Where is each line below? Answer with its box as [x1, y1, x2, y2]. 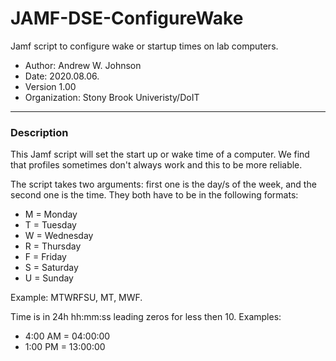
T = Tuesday [24, 219, 77, 231]
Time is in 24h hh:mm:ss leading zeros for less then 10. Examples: [10, 311, 282, 323]
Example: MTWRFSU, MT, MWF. [10, 292, 143, 304]
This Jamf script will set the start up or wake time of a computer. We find [10, 148, 310, 161]
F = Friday [24, 251, 67, 263]
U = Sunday [24, 272, 74, 284]
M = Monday [24, 208, 78, 221]
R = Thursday [24, 240, 82, 252]
